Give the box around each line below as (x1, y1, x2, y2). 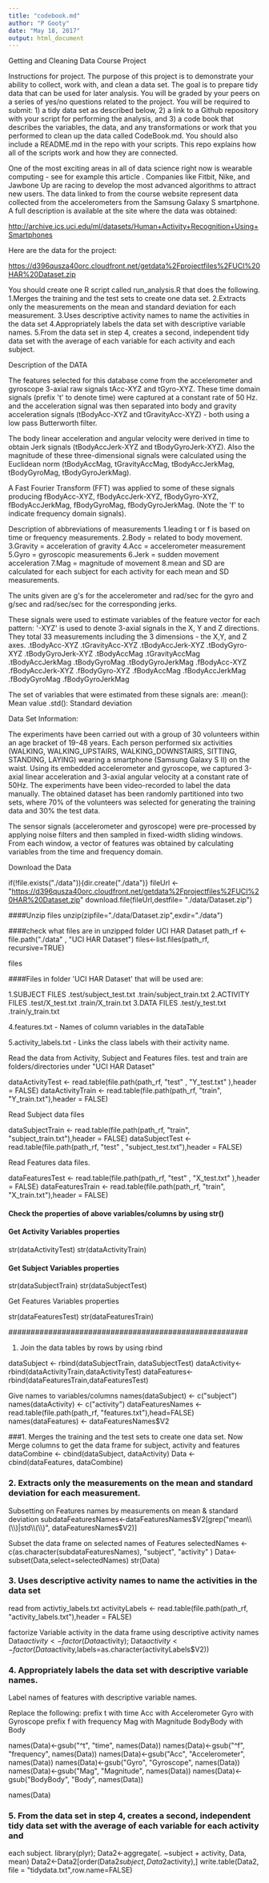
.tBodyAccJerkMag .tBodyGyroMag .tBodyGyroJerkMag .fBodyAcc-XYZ (8, 657, 247, 667)
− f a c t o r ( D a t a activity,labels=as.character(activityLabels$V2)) (8, 1644, 210, 1654)
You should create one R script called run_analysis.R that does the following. (8, 285, 260, 295)
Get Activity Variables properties (8, 1227, 120, 1237)
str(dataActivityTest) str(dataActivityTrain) (8, 1245, 147, 1255)
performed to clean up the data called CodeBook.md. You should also (8, 131, 239, 141)
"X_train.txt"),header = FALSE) (8, 1190, 109, 1200)
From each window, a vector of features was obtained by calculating (8, 838, 234, 849)
